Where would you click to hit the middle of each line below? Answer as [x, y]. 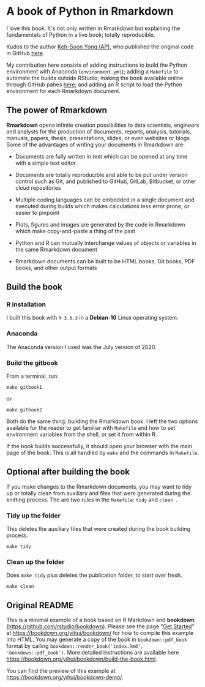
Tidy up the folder [34, 516]
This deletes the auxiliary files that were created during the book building [99, 529]
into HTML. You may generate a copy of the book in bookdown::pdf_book [97, 640]
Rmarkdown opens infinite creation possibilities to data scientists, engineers [103, 125]
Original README [40, 605]
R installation [26, 304]
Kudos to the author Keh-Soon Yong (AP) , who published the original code [100, 47]
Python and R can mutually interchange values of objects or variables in [106, 242]
